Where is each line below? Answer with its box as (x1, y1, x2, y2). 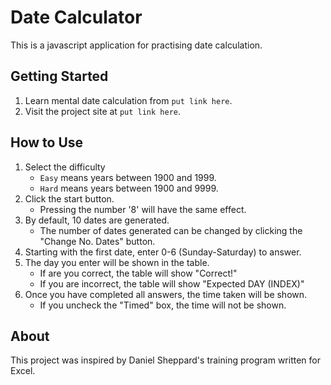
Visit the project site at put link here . (24, 105, 182, 117)
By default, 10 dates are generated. (24, 214, 170, 226)
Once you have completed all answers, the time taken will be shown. (24, 288, 308, 300)
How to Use (10, 134, 84, 151)
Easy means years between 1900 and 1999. (39, 171, 217, 183)
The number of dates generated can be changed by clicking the (39, 224, 303, 236)
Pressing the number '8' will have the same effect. (39, 203, 247, 215)
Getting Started (10, 68, 109, 85)
